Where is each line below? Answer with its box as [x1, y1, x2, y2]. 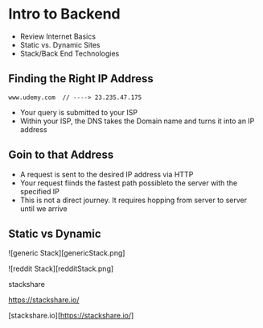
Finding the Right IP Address [8, 72, 154, 85]
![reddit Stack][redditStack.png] [8, 264, 114, 274]
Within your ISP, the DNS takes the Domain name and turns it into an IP [19, 116, 255, 126]
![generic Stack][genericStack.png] [8, 248, 125, 258]
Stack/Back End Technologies [19, 48, 120, 58]
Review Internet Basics [19, 31, 97, 41]
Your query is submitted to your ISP [19, 107, 138, 117]
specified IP [19, 186, 60, 196]
